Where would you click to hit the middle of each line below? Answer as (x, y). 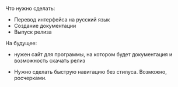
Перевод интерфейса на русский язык (62, 19)
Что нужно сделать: (30, 8)
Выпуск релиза (33, 32)
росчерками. (30, 78)
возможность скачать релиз (50, 61)
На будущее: (21, 43)
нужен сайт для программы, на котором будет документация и (93, 54)
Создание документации (45, 26)
